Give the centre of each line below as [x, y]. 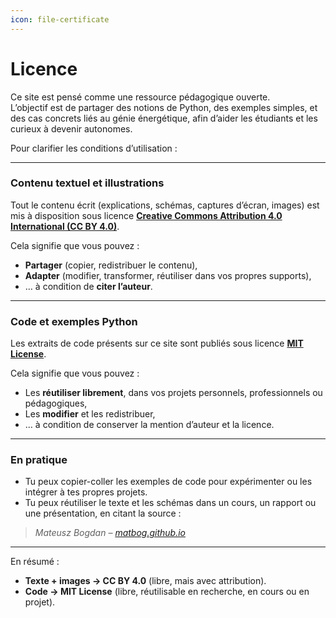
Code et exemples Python [74, 321]
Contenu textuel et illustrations [87, 183]
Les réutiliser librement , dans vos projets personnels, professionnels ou [173, 393]
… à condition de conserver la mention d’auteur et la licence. [149, 425]
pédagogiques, [56, 403]
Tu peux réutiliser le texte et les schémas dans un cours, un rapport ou [170, 503]
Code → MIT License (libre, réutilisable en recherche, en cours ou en [167, 592]
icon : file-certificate [60, 19]
